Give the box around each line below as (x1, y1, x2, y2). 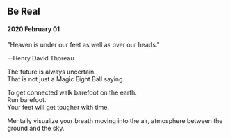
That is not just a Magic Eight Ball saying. (7, 74, 125, 83)
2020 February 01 (7, 24, 60, 33)
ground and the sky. (7, 124, 65, 132)
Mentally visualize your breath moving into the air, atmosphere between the (7, 116, 223, 124)
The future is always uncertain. (7, 67, 96, 76)
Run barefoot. (7, 95, 47, 104)
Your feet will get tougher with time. (7, 103, 110, 111)
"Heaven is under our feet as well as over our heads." (7, 40, 160, 49)
